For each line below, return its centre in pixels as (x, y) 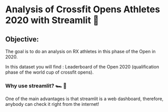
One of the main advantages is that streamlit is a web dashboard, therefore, (85, 99)
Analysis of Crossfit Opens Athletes (83, 9)
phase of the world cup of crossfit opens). (50, 72)
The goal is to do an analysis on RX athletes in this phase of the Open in (81, 51)
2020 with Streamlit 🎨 (52, 20)
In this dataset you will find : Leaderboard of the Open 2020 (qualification (82, 67)
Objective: (22, 39)
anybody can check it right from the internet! (52, 104)
